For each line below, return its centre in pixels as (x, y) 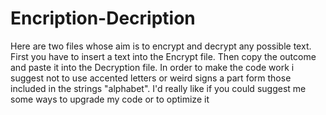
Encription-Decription (103, 18)
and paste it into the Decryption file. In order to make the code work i (152, 67)
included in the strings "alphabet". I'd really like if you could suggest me (158, 88)
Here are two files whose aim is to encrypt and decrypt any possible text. (161, 46)
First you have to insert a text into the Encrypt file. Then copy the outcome (163, 56)
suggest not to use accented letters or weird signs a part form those (151, 78)
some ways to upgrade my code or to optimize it (110, 99)
